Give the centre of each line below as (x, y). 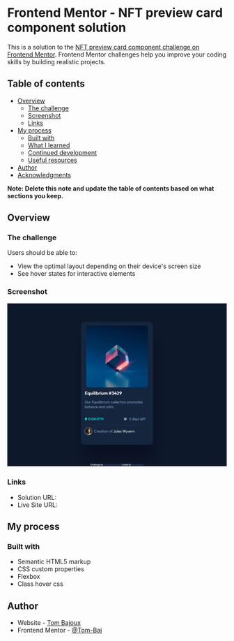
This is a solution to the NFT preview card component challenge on (103, 47)
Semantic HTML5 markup (54, 562)
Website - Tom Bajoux (49, 623)
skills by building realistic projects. (56, 61)
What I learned (49, 145)
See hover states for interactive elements (76, 274)
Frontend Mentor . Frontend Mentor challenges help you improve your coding (117, 54)
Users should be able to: (42, 253)
